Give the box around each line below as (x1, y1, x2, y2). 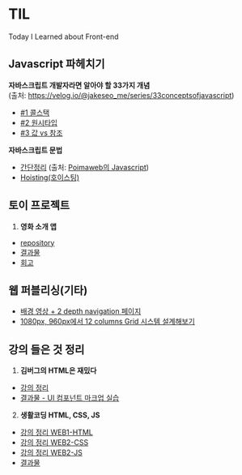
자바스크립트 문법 (8, 145, 63, 155)
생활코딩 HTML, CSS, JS (19, 410, 100, 420)
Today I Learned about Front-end (8, 32, 119, 41)
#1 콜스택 (19, 107, 50, 118)
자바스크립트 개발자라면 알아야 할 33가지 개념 (8, 80, 151, 90)
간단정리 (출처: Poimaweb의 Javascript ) (19, 162, 150, 172)
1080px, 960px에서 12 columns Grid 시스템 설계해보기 (19, 317, 196, 327)
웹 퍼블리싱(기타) (8, 283, 88, 297)
